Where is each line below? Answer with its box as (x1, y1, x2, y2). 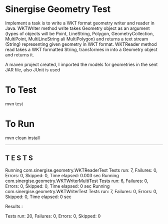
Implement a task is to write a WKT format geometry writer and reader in (5, 20, 155, 26)
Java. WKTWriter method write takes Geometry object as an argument (5, 25, 150, 31)
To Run (5, 118, 35, 130)
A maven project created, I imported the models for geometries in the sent (5, 61, 158, 67)
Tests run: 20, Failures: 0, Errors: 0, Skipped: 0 (5, 213, 101, 219)
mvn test (5, 101, 23, 107)
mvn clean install (5, 135, 40, 141)
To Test (5, 84, 36, 96)
